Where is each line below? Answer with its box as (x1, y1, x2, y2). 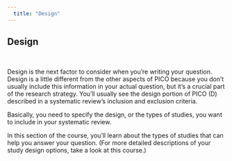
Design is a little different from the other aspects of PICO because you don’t (7, 75, 224, 83)
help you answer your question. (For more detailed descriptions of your (7, 139, 211, 147)
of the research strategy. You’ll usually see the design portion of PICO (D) (7, 90, 217, 98)
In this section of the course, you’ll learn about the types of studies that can (7, 131, 224, 139)
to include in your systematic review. (7, 118, 112, 126)
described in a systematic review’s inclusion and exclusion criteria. (7, 97, 198, 105)
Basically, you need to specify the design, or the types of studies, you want (7, 110, 222, 119)
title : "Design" (13, 10, 60, 17)
